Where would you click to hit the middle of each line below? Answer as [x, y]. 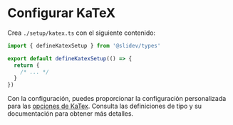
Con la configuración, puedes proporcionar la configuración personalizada [117, 99]
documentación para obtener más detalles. [71, 114]
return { [27, 65]
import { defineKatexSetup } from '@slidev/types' [84, 45]
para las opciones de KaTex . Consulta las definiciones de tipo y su [104, 106]
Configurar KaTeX [62, 13]
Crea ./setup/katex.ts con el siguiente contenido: [81, 33]
